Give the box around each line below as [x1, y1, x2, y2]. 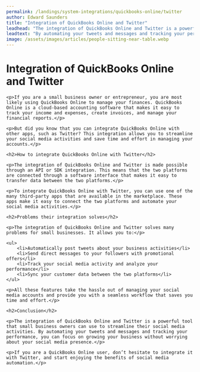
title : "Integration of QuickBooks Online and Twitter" [6, 20, 148, 26]
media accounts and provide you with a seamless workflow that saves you [6, 292, 193, 298]
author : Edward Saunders [6, 14, 68, 20]
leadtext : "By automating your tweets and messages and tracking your [6, 31, 185, 37]
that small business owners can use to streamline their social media [6, 323, 185, 329]
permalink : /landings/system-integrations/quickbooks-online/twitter [6, 8, 183, 15]
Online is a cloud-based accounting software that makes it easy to [6, 105, 180, 111]
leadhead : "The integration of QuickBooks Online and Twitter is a [6, 25, 177, 32]
